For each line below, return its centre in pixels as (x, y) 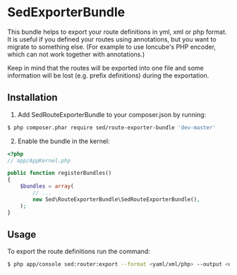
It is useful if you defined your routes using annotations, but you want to (112, 39)
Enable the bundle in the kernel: (63, 141)
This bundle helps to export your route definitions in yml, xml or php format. (117, 32)
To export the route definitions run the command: (79, 252)
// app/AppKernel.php (39, 160)
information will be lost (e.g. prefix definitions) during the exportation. (108, 75)
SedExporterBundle (66, 12)
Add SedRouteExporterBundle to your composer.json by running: (112, 114)
